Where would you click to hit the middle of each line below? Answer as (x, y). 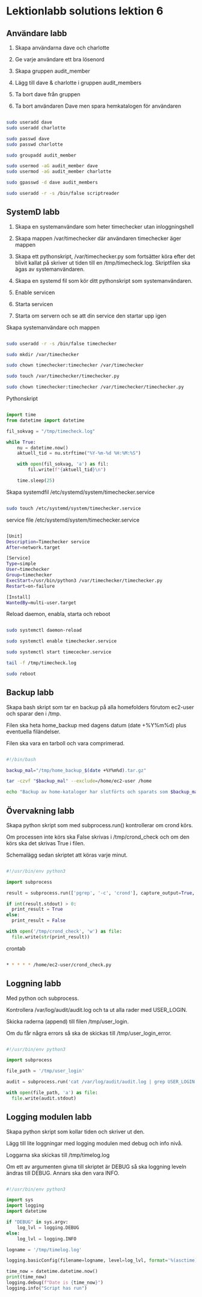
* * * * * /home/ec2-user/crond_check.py (59, 965)
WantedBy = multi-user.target (41, 603)
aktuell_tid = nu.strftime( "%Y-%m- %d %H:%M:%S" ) (79, 453)
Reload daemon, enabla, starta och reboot (58, 614)
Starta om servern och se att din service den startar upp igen (90, 316)
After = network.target (33, 547)
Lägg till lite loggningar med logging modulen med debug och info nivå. (94, 1143)
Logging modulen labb (49, 1117)
